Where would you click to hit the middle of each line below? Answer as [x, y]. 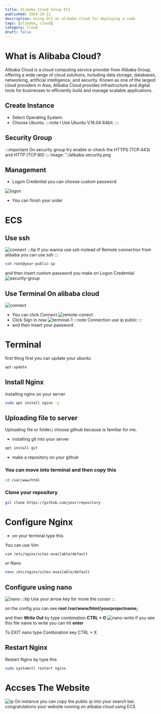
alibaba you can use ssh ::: [32, 255]
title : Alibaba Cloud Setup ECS [38, 9]
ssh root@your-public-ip [30, 264]
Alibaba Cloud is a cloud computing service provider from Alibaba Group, [78, 70]
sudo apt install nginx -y [32, 403]
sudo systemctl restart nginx [36, 668]
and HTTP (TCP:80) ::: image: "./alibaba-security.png [58, 155]
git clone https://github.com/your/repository [53, 502]
